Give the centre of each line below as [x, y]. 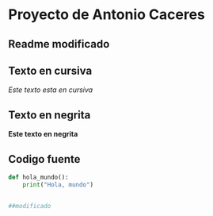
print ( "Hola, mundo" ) [58, 184]
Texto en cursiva [50, 70]
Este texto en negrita [43, 134]
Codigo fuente [44, 159]
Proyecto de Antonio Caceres [107, 15]
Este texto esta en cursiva [51, 90]
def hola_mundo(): [38, 177]
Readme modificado [59, 44]
